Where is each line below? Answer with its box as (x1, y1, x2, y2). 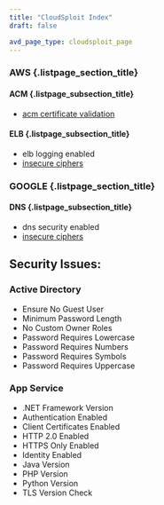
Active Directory (9, 283, 82, 296)
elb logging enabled (21, 148, 95, 159)
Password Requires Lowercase (21, 332, 136, 343)
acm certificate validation (21, 108, 115, 119)
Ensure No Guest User (21, 304, 105, 314)
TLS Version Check (21, 487, 93, 498)
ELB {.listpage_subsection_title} (9, 129, 130, 139)
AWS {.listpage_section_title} (9, 67, 139, 79)
